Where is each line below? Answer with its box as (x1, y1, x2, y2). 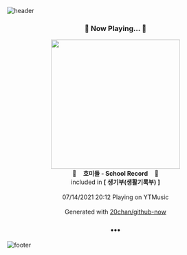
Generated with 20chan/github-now (65, 207, 166, 216)
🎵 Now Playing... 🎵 (84, 23, 147, 33)
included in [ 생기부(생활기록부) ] (71, 178, 160, 186)
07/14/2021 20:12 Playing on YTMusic (62, 193, 169, 201)
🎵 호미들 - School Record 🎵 (71, 170, 159, 178)
